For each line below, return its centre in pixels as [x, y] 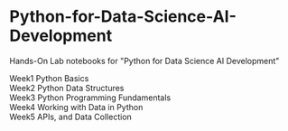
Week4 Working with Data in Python [76, 107]
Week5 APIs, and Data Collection [71, 117]
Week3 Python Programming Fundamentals [90, 98]
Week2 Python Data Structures [67, 88]
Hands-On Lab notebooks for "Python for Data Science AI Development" [144, 61]
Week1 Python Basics [49, 78]
